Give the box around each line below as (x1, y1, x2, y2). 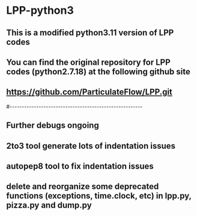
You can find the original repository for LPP (6, 57, 171, 67)
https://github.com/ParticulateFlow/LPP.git (6, 87, 173, 97)
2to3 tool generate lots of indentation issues (6, 140, 176, 151)
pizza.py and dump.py (6, 200, 92, 211)
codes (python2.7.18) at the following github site (6, 67, 190, 77)
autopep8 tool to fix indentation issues (6, 161, 154, 171)
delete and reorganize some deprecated (6, 181, 159, 192)
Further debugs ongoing (6, 121, 99, 131)
